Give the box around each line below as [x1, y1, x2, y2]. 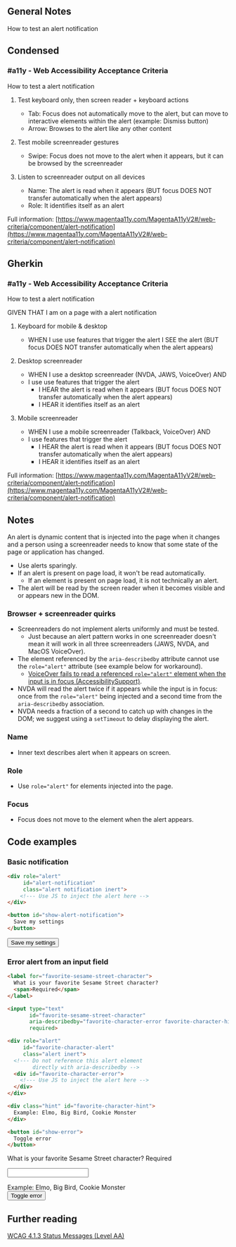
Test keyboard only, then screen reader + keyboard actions [17, 95, 189, 104]
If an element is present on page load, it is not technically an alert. [27, 577, 219, 584]
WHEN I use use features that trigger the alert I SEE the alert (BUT [27, 336, 219, 344]
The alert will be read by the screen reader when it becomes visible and [17, 584, 225, 592]
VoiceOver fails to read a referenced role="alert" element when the [27, 670, 226, 678]
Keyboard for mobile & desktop [17, 322, 107, 330]
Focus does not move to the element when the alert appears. [17, 815, 195, 824]
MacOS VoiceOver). [27, 647, 86, 656]
